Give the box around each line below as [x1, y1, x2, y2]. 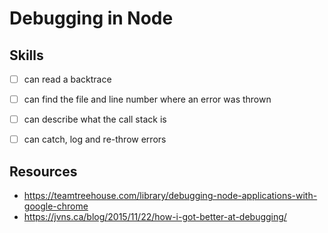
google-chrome [23, 200, 89, 212]
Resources [9, 163, 78, 180]
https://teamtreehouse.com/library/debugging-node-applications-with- [23, 190, 318, 202]
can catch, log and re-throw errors [23, 133, 167, 146]
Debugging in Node [9, 7, 174, 30]
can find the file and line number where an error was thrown [23, 93, 272, 106]
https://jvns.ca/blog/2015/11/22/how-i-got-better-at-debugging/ [23, 211, 287, 223]
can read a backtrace [23, 73, 112, 85]
